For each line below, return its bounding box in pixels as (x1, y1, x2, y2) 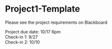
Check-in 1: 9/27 (5, 34, 38, 40)
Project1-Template (5, 3, 80, 15)
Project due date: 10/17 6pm (5, 29, 61, 34)
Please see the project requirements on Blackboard (5, 19, 108, 25)
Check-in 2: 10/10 (5, 39, 40, 45)
